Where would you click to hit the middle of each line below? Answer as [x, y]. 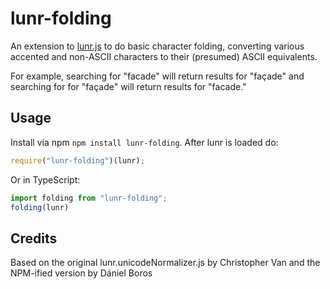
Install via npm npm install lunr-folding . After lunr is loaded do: [144, 142]
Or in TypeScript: [45, 179]
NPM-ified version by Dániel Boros [81, 273]
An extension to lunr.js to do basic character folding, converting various [157, 46]
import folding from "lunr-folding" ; [89, 198]
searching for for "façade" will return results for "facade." [128, 86]
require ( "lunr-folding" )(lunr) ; [77, 160]
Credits [34, 238]
